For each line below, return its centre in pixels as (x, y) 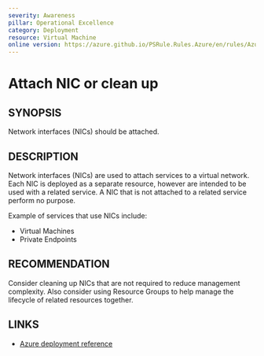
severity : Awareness (42, 15)
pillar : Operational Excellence (61, 23)
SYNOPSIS (35, 112)
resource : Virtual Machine (52, 37)
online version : (35, 45)
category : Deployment (44, 30)
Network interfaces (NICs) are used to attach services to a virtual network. (129, 175)
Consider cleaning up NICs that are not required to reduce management (125, 283)
